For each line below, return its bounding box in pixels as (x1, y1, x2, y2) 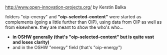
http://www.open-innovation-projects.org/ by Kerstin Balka (5, 4, 126, 10)
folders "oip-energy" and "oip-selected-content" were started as (5, 14, 141, 19)
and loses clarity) (12, 39, 50, 45)
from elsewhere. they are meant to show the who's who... (5, 24, 124, 30)
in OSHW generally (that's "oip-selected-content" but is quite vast (12, 34, 154, 40)
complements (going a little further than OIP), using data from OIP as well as (5, 19, 162, 25)
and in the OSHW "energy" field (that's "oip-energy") (12, 45, 122, 50)
